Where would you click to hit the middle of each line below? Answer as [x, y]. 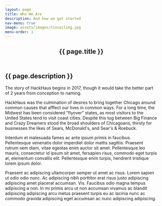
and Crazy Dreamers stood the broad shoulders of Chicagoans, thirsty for [79, 123]
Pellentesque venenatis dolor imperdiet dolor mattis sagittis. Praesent [74, 143]
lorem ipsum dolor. [24, 163]
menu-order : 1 [19, 32]
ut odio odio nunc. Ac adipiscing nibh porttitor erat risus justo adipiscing [77, 178]
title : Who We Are [23, 14]
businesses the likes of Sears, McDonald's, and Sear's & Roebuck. [71, 128]
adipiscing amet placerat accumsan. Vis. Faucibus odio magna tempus [75, 183]
